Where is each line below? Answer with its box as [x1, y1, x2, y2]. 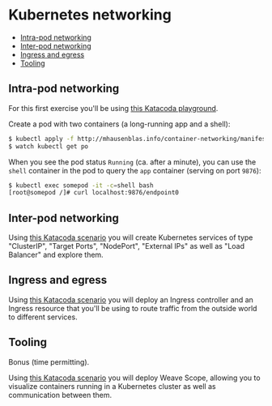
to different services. [8, 312, 79, 322]
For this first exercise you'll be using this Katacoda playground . [8, 103, 219, 113]
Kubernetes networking [8, 6, 172, 24]
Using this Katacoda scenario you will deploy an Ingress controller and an [8, 294, 253, 305]
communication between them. [8, 390, 113, 400]
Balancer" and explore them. [8, 250, 104, 260]
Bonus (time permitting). [8, 357, 90, 366]
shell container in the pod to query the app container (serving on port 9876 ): [8, 165, 261, 175]
